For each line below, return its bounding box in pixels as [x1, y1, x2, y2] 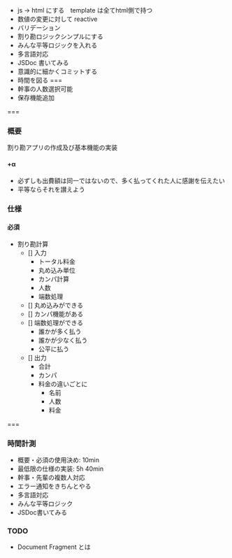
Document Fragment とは [17, 543, 91, 551]
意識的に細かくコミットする [17, 67, 98, 76]
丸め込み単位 [38, 266, 75, 274]
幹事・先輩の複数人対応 [17, 473, 85, 481]
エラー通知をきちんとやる [17, 482, 92, 490]
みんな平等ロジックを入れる [17, 41, 98, 49]
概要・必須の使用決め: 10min [17, 455, 100, 464]
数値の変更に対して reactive [17, 15, 98, 23]
